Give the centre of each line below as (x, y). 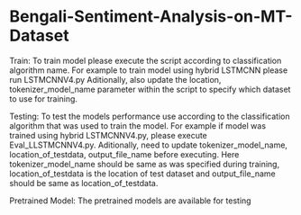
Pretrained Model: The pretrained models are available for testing (130, 201)
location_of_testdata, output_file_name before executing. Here (124, 154)
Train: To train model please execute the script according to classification (146, 60)
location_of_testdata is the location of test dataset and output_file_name (143, 174)
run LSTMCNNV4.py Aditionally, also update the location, (115, 79)
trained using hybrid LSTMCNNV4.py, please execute (108, 135)
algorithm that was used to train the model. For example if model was (138, 125)
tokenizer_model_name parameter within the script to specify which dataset (150, 89)
